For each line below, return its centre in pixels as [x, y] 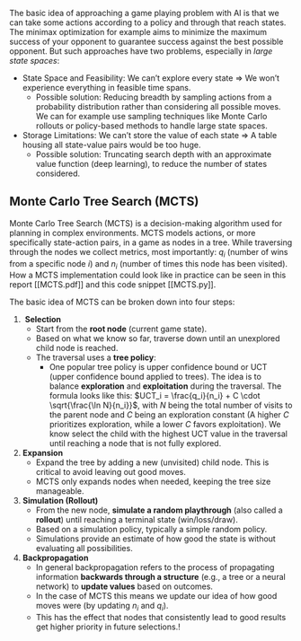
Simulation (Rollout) [60, 501]
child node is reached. [77, 348]
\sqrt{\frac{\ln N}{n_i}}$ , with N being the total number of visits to [171, 405]
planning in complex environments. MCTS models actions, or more [133, 233]
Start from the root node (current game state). [121, 329]
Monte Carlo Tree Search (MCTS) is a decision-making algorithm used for [146, 223]
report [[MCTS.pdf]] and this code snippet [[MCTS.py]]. [113, 285]
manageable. [60, 491]
